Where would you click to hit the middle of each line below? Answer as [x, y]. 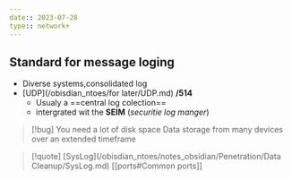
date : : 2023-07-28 [43, 17]
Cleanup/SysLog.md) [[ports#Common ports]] [117, 166]
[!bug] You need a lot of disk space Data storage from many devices [157, 130]
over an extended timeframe [83, 139]
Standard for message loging [92, 62]
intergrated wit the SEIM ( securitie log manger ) [122, 112]
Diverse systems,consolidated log [85, 84]
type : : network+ [39, 26]
